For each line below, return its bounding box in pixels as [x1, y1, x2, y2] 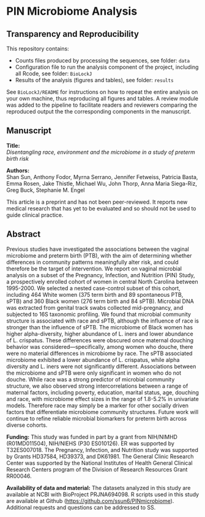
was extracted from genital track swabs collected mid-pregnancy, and [6, 304, 184, 311]
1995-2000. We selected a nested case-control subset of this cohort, [6, 284, 181, 292]
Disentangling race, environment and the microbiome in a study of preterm [6, 148, 196, 156]
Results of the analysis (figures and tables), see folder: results [15, 77, 174, 83]
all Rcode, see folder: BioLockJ [15, 70, 92, 77]
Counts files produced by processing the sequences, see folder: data [15, 57, 190, 64]
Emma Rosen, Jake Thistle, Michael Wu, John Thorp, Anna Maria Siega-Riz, [6, 180, 198, 187]
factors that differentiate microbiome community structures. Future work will [6, 408, 199, 415]
